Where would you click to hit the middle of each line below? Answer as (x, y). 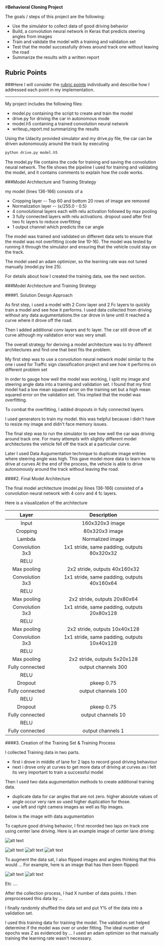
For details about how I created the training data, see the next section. (75, 276)
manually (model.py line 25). (34, 267)
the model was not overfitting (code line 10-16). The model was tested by (79, 242)
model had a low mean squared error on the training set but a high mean (78, 389)
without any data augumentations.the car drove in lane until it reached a (77, 315)
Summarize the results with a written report (56, 57)
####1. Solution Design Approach (39, 295)
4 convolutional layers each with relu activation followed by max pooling (84, 211)
